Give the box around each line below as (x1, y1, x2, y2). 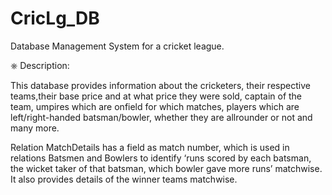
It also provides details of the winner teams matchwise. (10, 173, 238, 185)
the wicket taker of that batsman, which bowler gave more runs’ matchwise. (10, 162, 323, 174)
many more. (10, 122, 60, 134)
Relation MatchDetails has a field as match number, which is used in (10, 141, 290, 153)
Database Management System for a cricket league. (10, 40, 225, 52)
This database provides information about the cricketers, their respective (10, 79, 311, 91)
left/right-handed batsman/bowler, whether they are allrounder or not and (10, 111, 313, 123)
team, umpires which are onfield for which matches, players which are (10, 100, 300, 112)
